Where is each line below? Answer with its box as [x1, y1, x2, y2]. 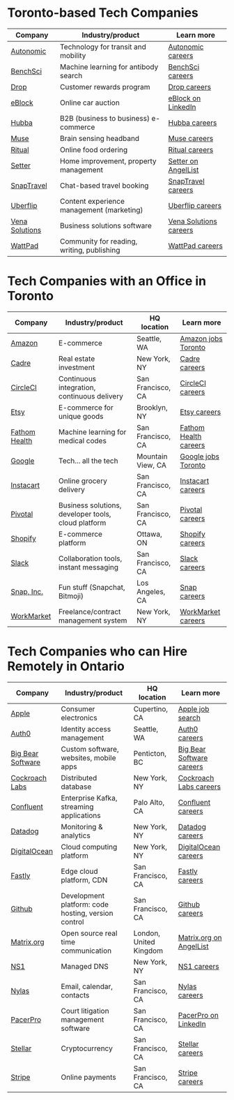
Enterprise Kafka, [61, 793, 118, 803]
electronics [61, 713, 97, 722]
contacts [61, 990, 90, 999]
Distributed [61, 773, 97, 782]
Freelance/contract [58, 607, 121, 616]
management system [58, 616, 127, 625]
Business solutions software [60, 221, 152, 230]
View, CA [136, 460, 167, 470]
